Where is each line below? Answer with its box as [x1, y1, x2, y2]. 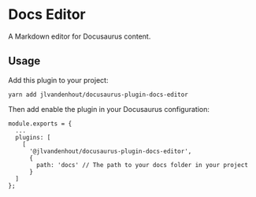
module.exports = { [8, 120, 72, 128]
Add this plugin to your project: [8, 75, 109, 84]
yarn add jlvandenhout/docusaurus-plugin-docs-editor [8, 91, 189, 98]
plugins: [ [15, 133, 51, 141]
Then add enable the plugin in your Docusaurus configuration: [8, 104, 210, 113]
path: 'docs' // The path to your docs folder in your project [36, 161, 248, 169]
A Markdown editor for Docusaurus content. [8, 32, 151, 41]
